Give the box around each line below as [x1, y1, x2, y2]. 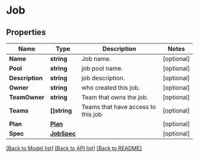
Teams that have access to [81, 103, 156, 111]
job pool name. [81, 65, 123, 72]
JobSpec [50, 130, 76, 137]
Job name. [81, 55, 111, 63]
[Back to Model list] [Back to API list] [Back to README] [6, 145, 142, 152]
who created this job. [81, 84, 140, 92]
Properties [6, 27, 46, 37]
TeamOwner [9, 93, 44, 101]
